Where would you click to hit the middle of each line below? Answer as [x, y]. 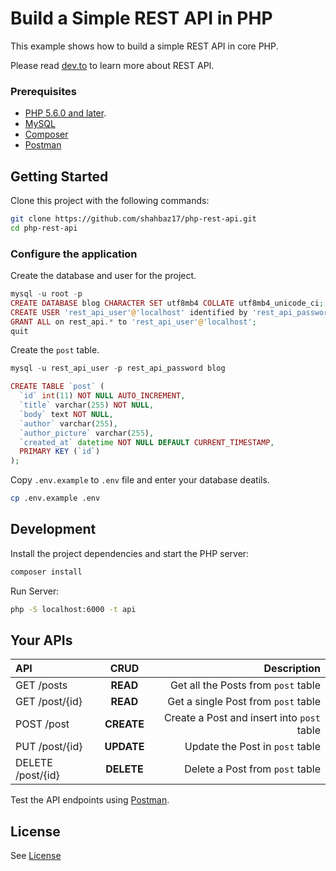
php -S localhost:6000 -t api [73, 609]
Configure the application [74, 254]
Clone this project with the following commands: [110, 201]
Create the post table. [55, 350]
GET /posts [41, 685]
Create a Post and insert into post [242, 718]
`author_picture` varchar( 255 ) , [87, 433]
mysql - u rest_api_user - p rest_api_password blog [118, 368]
